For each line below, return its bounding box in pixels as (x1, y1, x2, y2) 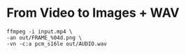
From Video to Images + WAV (6, 5, 180, 21)
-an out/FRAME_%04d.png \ (6, 34, 82, 41)
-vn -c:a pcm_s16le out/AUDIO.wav (6, 40, 108, 47)
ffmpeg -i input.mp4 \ (6, 28, 73, 35)
